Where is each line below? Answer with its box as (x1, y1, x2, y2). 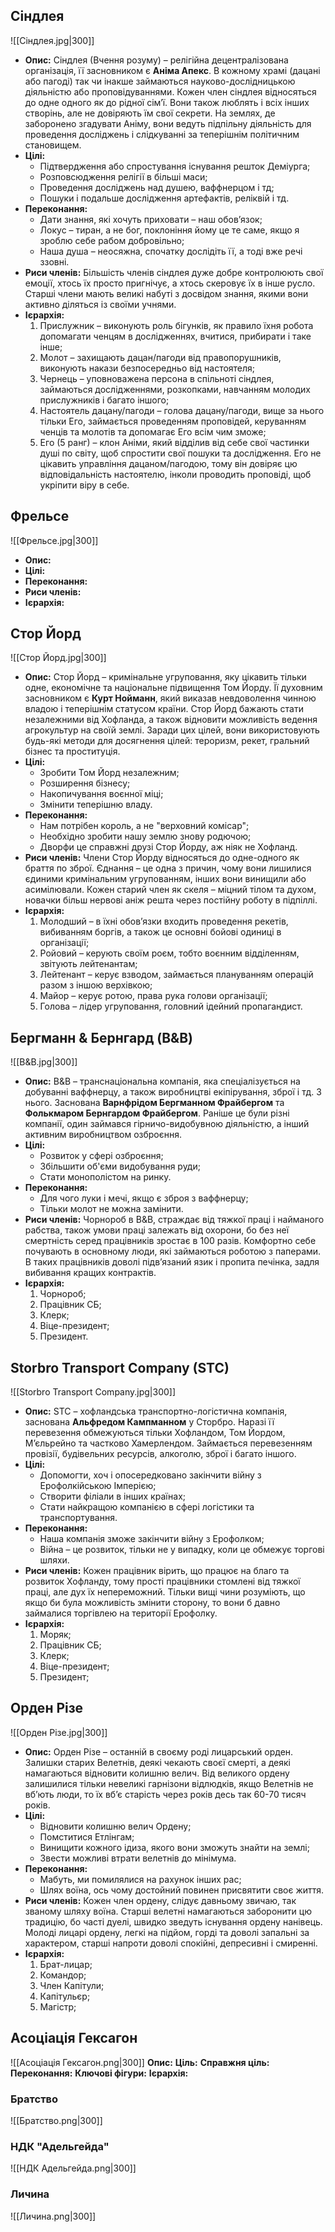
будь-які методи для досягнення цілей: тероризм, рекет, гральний (24, 735, 310, 747)
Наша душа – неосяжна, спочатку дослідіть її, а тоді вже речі (39, 245, 303, 257)
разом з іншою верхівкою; (39, 979, 153, 991)
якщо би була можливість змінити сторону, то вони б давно (24, 1597, 281, 1609)
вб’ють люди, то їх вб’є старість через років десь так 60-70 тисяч (24, 1788, 307, 1800)
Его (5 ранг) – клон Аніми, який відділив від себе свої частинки (39, 436, 310, 448)
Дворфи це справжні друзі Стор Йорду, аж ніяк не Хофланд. (39, 841, 298, 853)
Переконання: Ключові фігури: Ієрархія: (10, 2067, 189, 2079)
